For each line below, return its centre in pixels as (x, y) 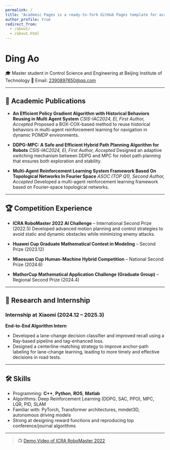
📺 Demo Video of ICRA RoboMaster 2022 (61, 441)
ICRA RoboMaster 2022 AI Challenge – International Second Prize (82, 223)
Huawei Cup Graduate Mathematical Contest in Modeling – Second (84, 244)
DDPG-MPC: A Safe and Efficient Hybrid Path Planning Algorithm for (86, 145)
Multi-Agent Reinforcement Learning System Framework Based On (84, 171)
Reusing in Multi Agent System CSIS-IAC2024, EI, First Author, (79, 119)
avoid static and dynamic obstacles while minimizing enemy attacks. (84, 234)
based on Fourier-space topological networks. (61, 187)
